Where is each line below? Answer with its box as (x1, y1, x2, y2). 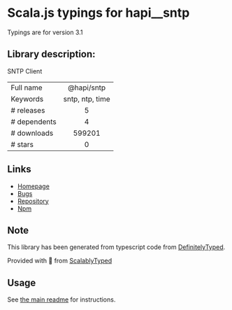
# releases (10, 105, 45, 115)
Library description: (7, 48, 96, 60)
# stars (10, 139, 34, 149)
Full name (10, 83, 43, 92)
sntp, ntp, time (63, 94, 110, 104)
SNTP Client (7, 66, 43, 75)
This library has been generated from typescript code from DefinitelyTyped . (7, 243, 226, 251)
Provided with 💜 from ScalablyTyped (7, 257, 113, 265)
